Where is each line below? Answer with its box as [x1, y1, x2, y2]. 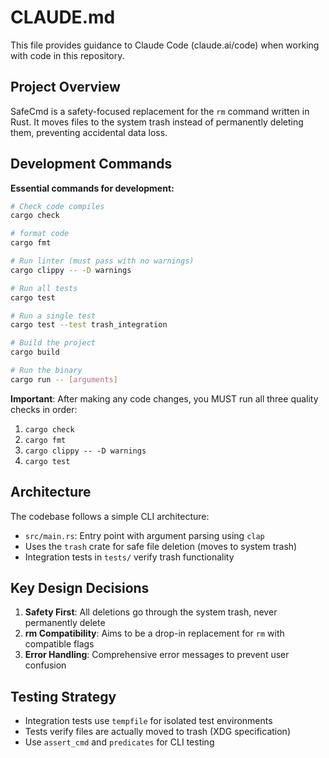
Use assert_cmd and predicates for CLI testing [24, 736, 215, 748]
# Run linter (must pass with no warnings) [10, 256, 195, 266]
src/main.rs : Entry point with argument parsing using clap [24, 529, 265, 541]
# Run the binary [10, 366, 83, 376]
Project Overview [10, 79, 121, 96]
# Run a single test [10, 311, 97, 321]
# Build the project [10, 338, 97, 348]
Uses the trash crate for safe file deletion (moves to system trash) [24, 540, 298, 552]
